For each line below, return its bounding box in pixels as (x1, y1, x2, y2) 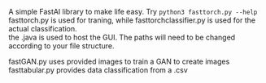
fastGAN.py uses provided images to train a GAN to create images (8, 56, 230, 66)
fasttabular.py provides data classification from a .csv (8, 65, 189, 75)
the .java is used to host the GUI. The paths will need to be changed (8, 32, 236, 42)
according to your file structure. (8, 41, 115, 51)
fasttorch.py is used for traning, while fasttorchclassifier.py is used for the (8, 15, 256, 25)
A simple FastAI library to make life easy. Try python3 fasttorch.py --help (8, 7, 258, 16)
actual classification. (8, 24, 77, 33)
